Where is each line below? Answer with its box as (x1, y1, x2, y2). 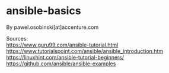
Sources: (6, 35, 28, 42)
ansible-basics (6, 4, 81, 18)
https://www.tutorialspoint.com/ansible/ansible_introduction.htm (6, 47, 164, 54)
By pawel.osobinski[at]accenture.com (6, 24, 99, 31)
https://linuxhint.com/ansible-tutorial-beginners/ (6, 54, 125, 61)
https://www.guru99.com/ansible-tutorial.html (6, 41, 119, 48)
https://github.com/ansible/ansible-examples (6, 60, 116, 67)
